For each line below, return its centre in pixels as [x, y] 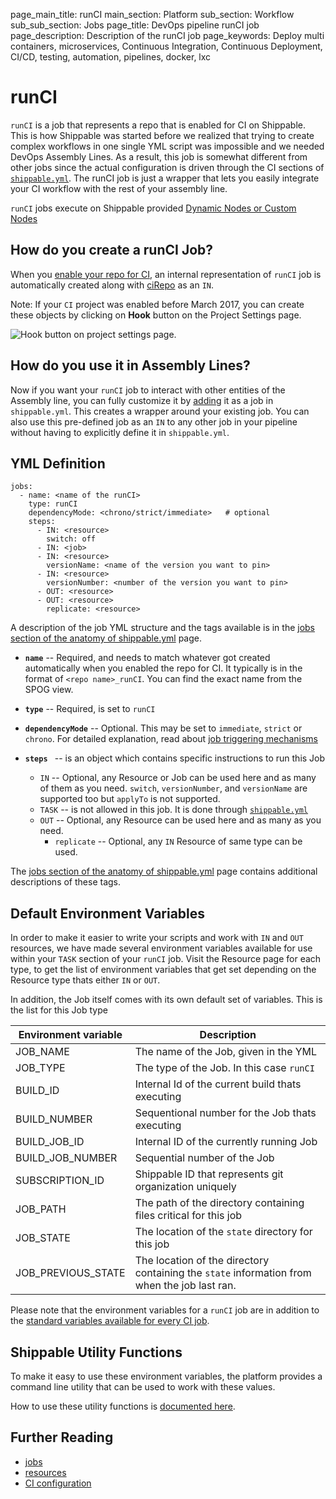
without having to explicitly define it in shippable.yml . [120, 432]
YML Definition [58, 463]
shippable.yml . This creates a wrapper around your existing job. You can [160, 411]
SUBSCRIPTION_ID [60, 1181]
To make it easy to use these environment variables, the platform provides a [166, 1376]
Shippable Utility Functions [96, 1352]
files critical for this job [188, 1216]
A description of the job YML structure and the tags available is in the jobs [163, 628]
